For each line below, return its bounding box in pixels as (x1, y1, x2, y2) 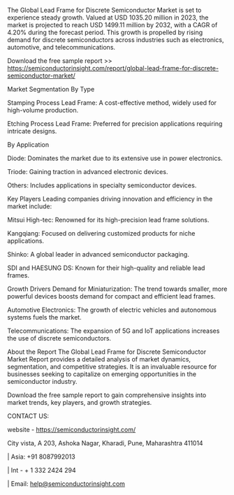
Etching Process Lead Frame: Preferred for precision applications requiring (7, 120, 223, 128)
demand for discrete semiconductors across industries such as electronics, (7, 36, 224, 44)
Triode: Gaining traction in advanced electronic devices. (7, 168, 168, 175)
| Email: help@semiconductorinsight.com (7, 480, 126, 488)
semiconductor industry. (7, 378, 78, 385)
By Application (7, 141, 50, 149)
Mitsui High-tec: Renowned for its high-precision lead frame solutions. (7, 216, 210, 224)
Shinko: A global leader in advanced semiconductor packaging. (7, 250, 190, 258)
